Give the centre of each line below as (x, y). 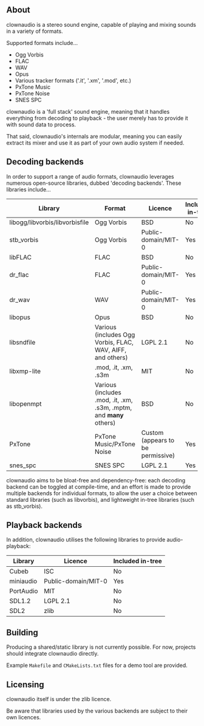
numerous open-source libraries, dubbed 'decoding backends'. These (94, 183)
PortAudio (24, 591)
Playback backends (44, 525)
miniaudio (23, 581)
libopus (20, 317)
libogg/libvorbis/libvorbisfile (49, 222)
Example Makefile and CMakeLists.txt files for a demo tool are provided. (97, 665)
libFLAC (21, 257)
